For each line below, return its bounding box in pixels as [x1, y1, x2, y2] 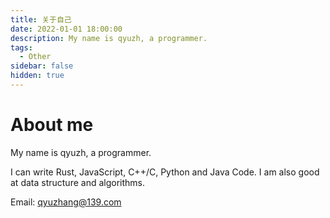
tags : [10, 42, 33, 53]
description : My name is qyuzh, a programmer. [10, 33, 208, 43]
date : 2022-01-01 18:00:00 [10, 24, 123, 34]
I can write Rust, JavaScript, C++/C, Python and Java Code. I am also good [10, 166, 320, 178]
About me [10, 114, 94, 136]
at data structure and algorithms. [10, 176, 145, 188]
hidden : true [10, 71, 65, 81]
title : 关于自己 [10, 14, 72, 25]
